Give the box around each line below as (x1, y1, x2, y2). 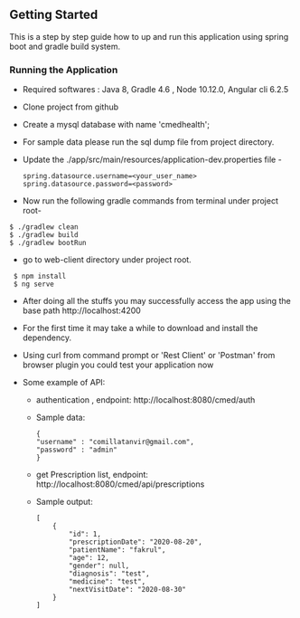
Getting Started (9, 7, 98, 23)
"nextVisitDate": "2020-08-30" (68, 585, 187, 594)
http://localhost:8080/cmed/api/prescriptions (35, 479, 205, 490)
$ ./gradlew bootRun (9, 239, 88, 248)
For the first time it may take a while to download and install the (22, 323, 258, 334)
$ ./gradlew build (9, 231, 79, 240)
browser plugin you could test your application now (22, 359, 214, 370)
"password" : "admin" (35, 445, 117, 455)
